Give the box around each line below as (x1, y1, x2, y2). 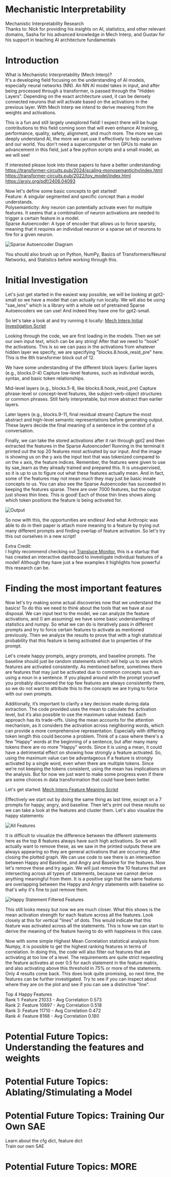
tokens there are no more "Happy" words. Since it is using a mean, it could (5, 744, 162, 750)
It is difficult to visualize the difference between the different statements (5, 832, 157, 838)
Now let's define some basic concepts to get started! (5, 188, 117, 194)
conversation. (5, 427, 34, 433)
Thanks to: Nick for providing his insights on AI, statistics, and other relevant (5, 26, 166, 32)
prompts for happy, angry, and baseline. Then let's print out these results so (5, 801, 165, 807)
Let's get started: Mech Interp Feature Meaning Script (5, 786, 118, 792)
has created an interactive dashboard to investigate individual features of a (5, 554, 163, 560)
